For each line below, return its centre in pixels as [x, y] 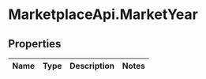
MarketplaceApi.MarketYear [103, 15]
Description [92, 66]
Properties [35, 44]
